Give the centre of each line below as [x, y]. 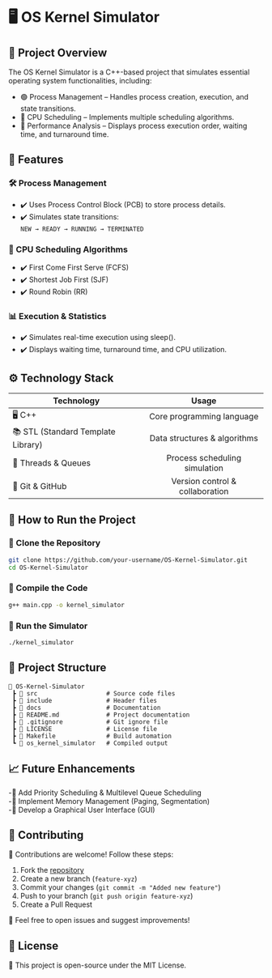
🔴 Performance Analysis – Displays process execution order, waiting [134, 125]
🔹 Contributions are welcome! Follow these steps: [91, 855]
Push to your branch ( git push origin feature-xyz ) [106, 896]
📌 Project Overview [58, 52]
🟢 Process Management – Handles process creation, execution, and [134, 97]
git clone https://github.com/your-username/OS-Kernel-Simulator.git [128, 560]
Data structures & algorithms [204, 438]
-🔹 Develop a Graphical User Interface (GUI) [82, 810]
